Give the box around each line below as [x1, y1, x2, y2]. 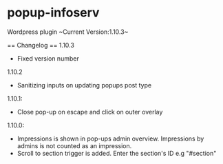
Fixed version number [17, 54, 79, 63]
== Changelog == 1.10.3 [7, 41, 74, 49]
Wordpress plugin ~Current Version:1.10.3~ [7, 28, 129, 36]
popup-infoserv [7, 5, 100, 21]
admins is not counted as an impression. [17, 141, 132, 150]
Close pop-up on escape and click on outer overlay [17, 107, 163, 116]
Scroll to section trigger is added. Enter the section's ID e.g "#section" [17, 149, 217, 157]
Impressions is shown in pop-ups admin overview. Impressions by [17, 134, 204, 143]
